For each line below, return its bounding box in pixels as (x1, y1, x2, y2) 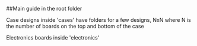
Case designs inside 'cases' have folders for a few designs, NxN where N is (6, 17, 191, 23)
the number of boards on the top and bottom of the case (6, 23, 144, 29)
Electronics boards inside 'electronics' (6, 34, 100, 41)
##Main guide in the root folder (6, 5, 82, 12)
